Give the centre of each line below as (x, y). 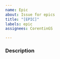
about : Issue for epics (30, 15)
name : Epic (17, 10)
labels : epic (19, 24)
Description (20, 51)
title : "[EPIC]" (22, 19)
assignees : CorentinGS (29, 29)
